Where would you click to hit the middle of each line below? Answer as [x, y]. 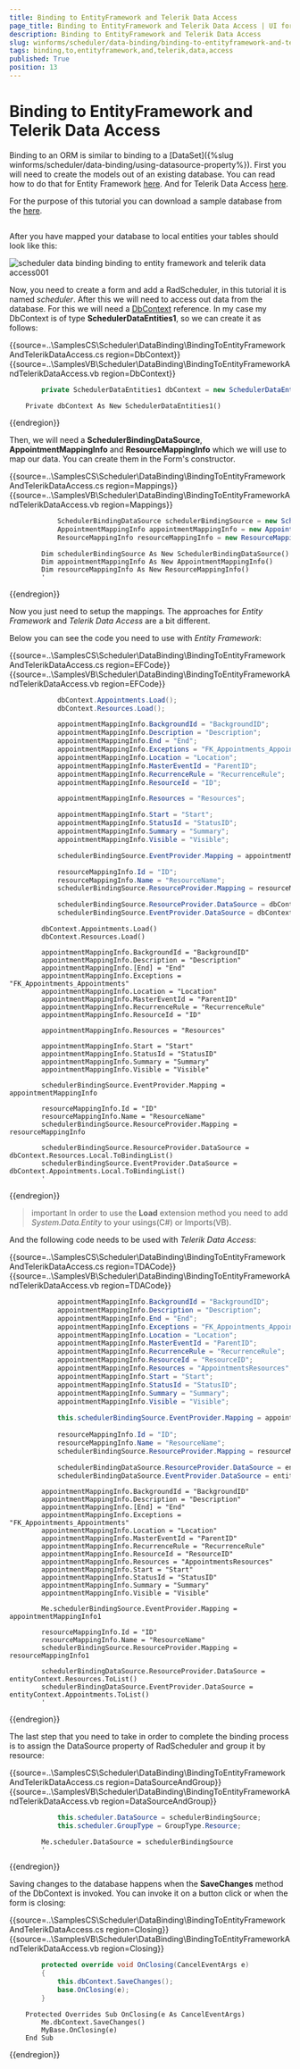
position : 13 [33, 68]
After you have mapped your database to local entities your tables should [144, 237]
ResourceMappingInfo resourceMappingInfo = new [147, 538]
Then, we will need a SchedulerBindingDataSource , [106, 440]
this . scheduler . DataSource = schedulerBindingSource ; [159, 1818]
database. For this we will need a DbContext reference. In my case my [138, 309]
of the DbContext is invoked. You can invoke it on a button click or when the [149, 1893]
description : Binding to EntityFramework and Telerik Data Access [135, 34]
